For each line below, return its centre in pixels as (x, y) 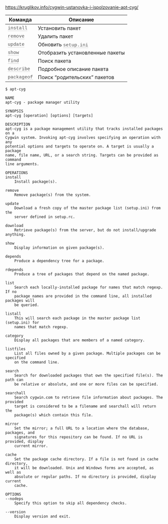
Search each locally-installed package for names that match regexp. (89, 287)
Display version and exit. (43, 516)
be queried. (27, 305)
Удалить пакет (55, 36)
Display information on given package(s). (59, 248)
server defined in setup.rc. (45, 217)
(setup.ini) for (22, 323)
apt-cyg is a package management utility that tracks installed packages (84, 129)
